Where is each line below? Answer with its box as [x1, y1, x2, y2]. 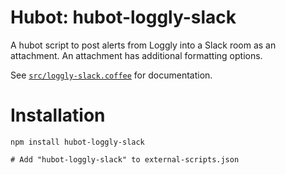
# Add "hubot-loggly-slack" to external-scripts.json [10, 154, 240, 165]
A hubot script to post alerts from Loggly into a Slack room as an [10, 39, 277, 51]
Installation [10, 104, 106, 127]
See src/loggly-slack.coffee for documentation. [10, 69, 213, 81]
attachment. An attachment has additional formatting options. [10, 49, 263, 61]
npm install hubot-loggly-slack [10, 137, 145, 147]
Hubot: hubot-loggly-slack [10, 6, 237, 29]
